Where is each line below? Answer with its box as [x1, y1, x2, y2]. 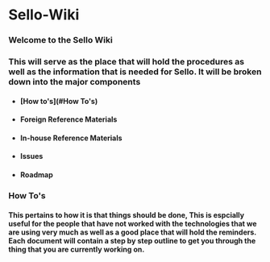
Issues [19, 152, 44, 161]
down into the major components [8, 77, 141, 88]
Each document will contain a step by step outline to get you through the [8, 235, 256, 245]
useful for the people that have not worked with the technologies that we [8, 218, 257, 228]
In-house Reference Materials [19, 133, 123, 143]
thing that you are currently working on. [8, 244, 145, 254]
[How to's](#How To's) [19, 96, 98, 106]
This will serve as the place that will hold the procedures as [8, 56, 244, 68]
